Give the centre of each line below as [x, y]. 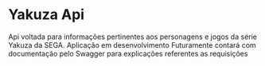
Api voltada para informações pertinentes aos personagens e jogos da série [132, 37]
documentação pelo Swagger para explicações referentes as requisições [128, 53]
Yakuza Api [47, 15]
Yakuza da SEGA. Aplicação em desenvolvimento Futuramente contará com [132, 45]
